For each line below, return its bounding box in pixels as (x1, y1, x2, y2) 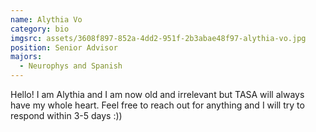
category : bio (10, 24, 70, 34)
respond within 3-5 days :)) (10, 110, 123, 121)
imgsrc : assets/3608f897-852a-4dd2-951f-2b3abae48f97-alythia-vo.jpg (10, 33, 307, 43)
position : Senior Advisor (10, 42, 118, 53)
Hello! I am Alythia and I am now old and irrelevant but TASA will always (10, 89, 305, 100)
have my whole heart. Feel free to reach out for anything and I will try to (10, 99, 305, 111)
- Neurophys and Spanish (19, 61, 123, 71)
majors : (10, 52, 43, 62)
